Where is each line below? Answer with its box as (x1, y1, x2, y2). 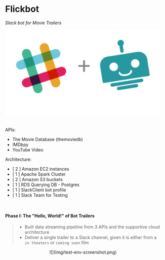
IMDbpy (12, 142, 29, 148)
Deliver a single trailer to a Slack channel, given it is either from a (24, 234, 157, 240)
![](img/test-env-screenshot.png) (49, 249, 117, 255)
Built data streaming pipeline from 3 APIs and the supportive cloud (24, 223, 160, 230)
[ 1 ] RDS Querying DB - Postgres (12, 182, 80, 187)
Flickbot (5, 3, 40, 15)
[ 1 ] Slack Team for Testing (12, 192, 68, 198)
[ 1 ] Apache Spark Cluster (12, 171, 66, 177)
